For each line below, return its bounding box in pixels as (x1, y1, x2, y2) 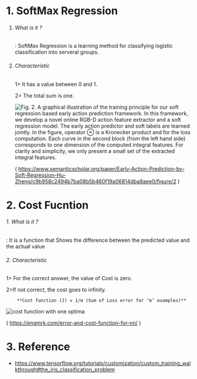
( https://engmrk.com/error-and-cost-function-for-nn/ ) (6, 319, 141, 326)
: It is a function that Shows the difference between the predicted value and (6, 237, 190, 244)
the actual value (6, 242, 46, 250)
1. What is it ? (6, 218, 38, 225)
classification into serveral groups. (14, 48, 99, 56)
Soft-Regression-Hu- (14, 171, 66, 179)
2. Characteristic (6, 256, 47, 264)
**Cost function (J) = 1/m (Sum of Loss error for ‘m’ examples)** (17, 297, 186, 304)
